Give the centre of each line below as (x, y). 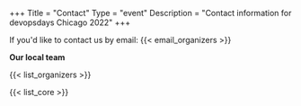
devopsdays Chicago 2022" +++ (70, 22)
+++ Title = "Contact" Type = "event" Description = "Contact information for (150, 13)
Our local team (37, 57)
